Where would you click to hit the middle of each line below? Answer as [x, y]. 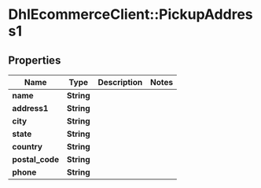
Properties [35, 60]
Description [120, 82]
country [28, 147]
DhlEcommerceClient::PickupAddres [130, 15]
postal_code [36, 159]
